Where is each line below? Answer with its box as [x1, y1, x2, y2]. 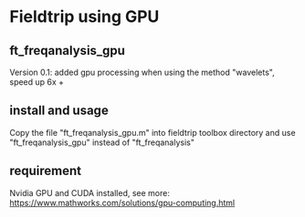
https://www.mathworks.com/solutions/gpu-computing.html [9, 197, 236, 208]
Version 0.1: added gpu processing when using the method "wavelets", [9, 67, 276, 77]
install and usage [9, 103, 110, 119]
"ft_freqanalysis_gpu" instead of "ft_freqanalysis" [9, 137, 195, 148]
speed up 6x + [9, 77, 65, 88]
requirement [9, 163, 82, 179]
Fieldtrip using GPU [9, 6, 160, 27]
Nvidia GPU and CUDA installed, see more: [9, 187, 171, 198]
